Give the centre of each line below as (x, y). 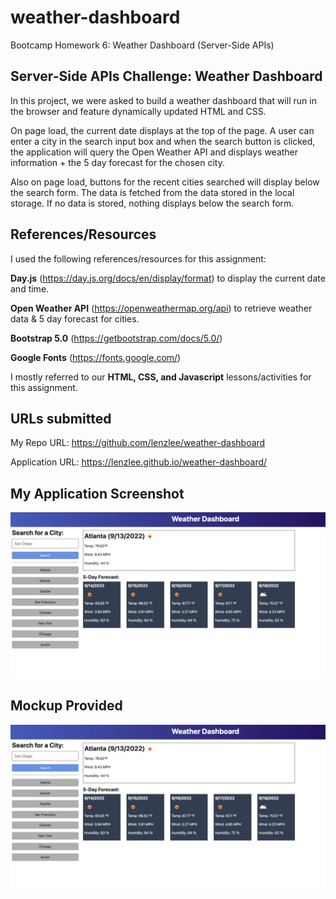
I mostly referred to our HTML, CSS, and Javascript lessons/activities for (161, 377)
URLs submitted (61, 418)
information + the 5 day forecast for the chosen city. (118, 162)
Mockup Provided (66, 706)
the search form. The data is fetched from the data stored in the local (152, 192)
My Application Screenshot (97, 493)
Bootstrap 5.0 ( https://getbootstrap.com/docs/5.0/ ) (116, 338)
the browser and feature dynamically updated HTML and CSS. (138, 111)
